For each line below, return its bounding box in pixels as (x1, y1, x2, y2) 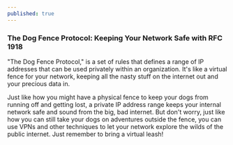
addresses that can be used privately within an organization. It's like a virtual (7, 65, 227, 73)
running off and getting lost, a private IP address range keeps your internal (7, 100, 222, 108)
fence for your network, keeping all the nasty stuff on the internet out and (7, 72, 218, 80)
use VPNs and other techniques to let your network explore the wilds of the (7, 122, 224, 130)
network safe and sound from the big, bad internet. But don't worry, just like (7, 108, 225, 116)
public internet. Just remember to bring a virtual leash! (7, 130, 164, 138)
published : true (7, 10, 54, 17)
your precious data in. (7, 79, 70, 87)
